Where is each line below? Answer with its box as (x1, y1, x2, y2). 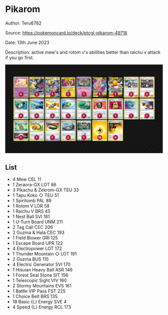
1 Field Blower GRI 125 (12, 235, 58, 241)
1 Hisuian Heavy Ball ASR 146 (12, 267, 73, 273)
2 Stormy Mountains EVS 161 (12, 283, 71, 289)
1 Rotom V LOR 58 (12, 203, 50, 209)
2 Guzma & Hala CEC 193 (12, 229, 65, 236)
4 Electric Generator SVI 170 (12, 261, 71, 267)
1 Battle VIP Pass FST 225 (12, 288, 66, 294)
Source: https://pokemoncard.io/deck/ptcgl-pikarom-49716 (5, 30, 127, 36)
